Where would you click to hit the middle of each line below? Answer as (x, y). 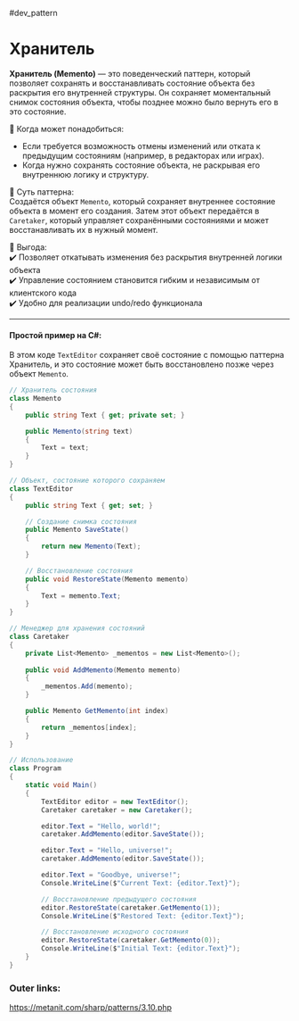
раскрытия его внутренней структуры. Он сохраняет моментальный (140, 92)
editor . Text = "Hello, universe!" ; (107, 851)
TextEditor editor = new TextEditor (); (115, 801)
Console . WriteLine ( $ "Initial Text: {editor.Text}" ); (141, 949)
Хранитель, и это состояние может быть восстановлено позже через (141, 364)
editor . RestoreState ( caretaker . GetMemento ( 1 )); (131, 908)
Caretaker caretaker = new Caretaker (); (117, 810)
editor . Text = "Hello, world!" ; (101, 826)
